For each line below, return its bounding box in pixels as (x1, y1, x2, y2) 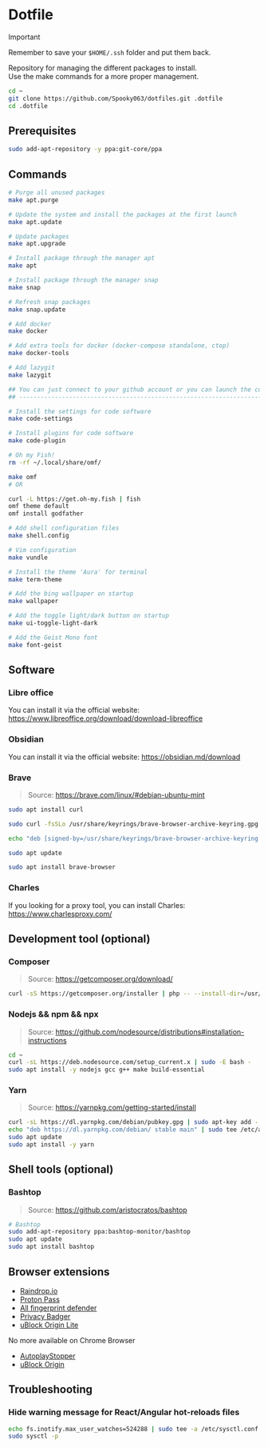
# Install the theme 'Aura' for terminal (8, 568, 148, 576)
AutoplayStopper (19, 1350, 76, 1361)
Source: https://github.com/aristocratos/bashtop (27, 1205, 187, 1214)
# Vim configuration (8, 546, 77, 554)
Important (8, 32, 41, 42)
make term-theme (8, 575, 62, 583)
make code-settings (8, 414, 73, 423)
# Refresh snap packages (8, 298, 91, 306)
